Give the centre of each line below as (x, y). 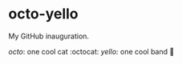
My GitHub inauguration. (49, 36)
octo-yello (43, 14)
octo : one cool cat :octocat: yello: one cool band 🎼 (91, 51)
